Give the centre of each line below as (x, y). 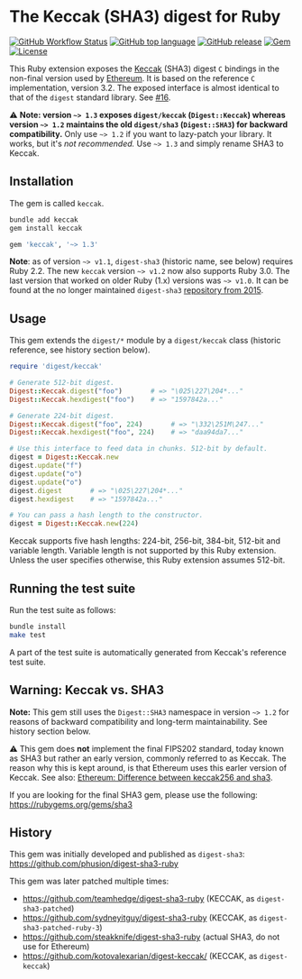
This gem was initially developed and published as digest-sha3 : (127, 855)
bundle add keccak (44, 220)
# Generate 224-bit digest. (62, 416)
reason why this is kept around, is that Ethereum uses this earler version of (148, 767)
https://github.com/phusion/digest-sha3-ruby (94, 864)
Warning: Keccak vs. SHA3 (87, 690)
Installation (41, 182)
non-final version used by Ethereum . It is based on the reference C (132, 78)
